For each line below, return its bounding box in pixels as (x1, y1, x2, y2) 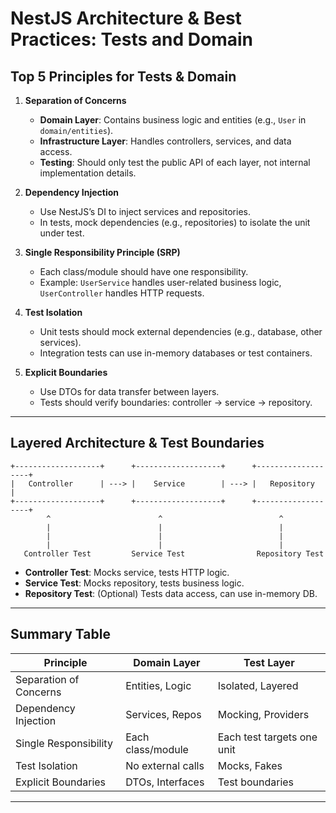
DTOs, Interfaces (125, 775, 205, 789)
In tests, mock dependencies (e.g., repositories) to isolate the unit (39, 217, 311, 228)
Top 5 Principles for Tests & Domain (10, 68, 237, 85)
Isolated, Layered (217, 678, 299, 692)
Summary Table (10, 626, 111, 643)
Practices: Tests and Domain (10, 28, 253, 51)
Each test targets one (217, 730, 318, 744)
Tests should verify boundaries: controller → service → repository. (39, 397, 313, 408)
